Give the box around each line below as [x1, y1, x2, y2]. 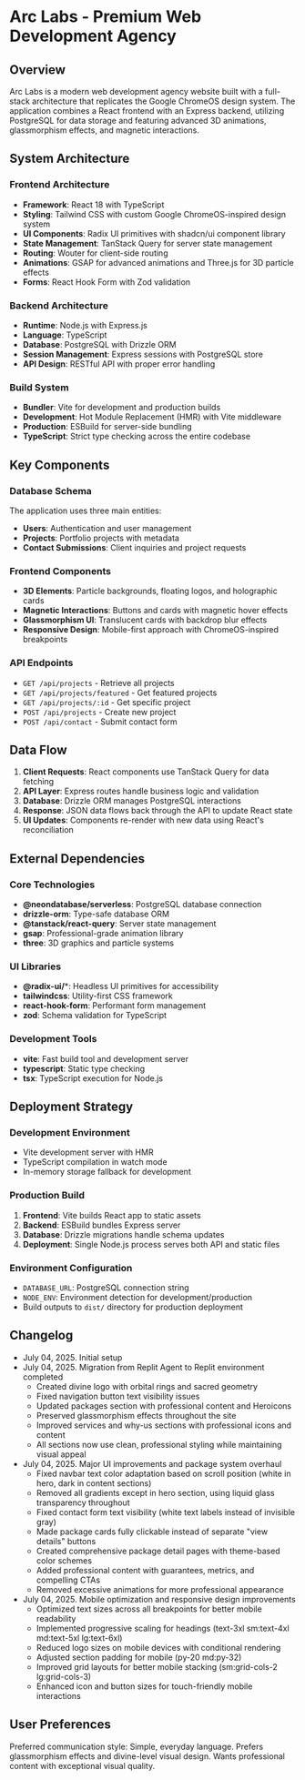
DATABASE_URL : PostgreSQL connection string [22, 1281, 189, 1293]
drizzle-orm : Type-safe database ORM [22, 908, 170, 920]
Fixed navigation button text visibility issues [36, 1391, 200, 1401]
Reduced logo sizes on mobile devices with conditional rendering [36, 1642, 281, 1653]
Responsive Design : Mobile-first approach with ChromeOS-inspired [22, 624, 280, 635]
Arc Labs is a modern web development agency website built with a [9, 86, 264, 96]
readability [36, 1613, 76, 1623]
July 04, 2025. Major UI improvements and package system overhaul [22, 1458, 282, 1469]
